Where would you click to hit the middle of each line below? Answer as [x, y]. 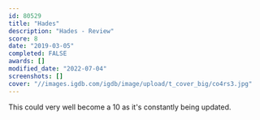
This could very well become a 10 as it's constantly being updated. [120, 107]
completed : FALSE [38, 54]
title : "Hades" [34, 24]
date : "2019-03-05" [41, 46]
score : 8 [23, 39]
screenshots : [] [36, 76]
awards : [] [27, 62]
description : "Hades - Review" [61, 31]
